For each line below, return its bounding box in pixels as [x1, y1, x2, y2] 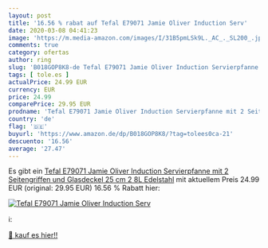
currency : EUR [8, 85, 56, 94]
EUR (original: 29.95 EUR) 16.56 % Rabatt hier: [8, 184, 160, 193]
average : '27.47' [8, 145, 66, 153]
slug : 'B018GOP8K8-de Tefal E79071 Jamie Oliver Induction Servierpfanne [8, 64, 259, 72]
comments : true [8, 41, 59, 49]
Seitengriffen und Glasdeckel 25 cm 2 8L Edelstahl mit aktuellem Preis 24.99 [8, 175, 260, 184]
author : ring [8, 56, 52, 64]
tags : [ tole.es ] [8, 71, 69, 79]
